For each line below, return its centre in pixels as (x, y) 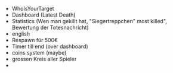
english (21, 34)
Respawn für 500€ (35, 40)
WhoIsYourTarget (33, 9)
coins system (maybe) (39, 53)
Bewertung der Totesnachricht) (50, 27)
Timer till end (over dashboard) (50, 46)
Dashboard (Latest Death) (44, 15)
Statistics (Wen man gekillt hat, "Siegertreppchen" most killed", (89, 21)
